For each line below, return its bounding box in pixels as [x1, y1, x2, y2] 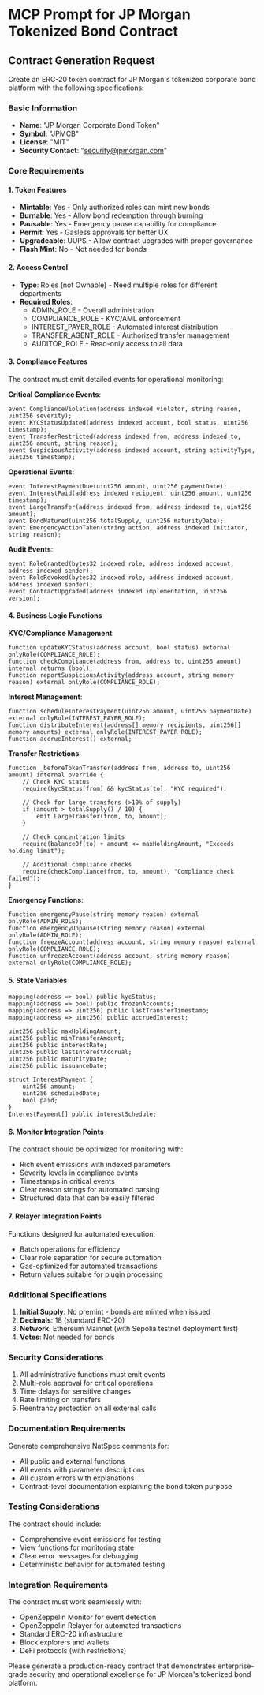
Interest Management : [8, 692, 83, 702]
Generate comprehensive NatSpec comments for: [8, 1441, 169, 1450]
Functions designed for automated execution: [8, 1229, 156, 1238]
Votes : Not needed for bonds [19, 1332, 116, 1341]
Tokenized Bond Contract [8, 22, 179, 40]
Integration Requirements [8, 1579, 109, 1590]
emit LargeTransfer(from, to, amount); [36, 813, 168, 821]
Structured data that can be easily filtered [19, 1193, 155, 1203]
